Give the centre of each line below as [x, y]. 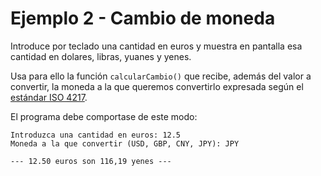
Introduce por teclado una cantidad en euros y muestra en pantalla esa [156, 46]
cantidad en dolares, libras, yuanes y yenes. [101, 56]
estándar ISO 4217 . [49, 97]
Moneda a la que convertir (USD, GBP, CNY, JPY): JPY [125, 143]
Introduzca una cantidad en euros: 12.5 [96, 135]
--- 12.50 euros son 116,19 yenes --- [91, 161]
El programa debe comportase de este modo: [104, 116]
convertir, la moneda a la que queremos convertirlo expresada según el [157, 86]
